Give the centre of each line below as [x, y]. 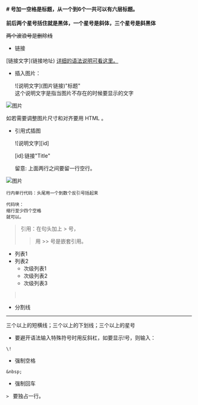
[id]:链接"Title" [32, 156]
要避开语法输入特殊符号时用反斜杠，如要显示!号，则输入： [85, 338]
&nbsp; [14, 372]
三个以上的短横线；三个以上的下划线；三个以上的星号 [71, 325]
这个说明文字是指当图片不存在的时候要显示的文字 [74, 93]
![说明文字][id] [32, 143]
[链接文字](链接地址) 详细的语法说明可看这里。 [62, 61]
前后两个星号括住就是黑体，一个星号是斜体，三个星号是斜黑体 [81, 23]
